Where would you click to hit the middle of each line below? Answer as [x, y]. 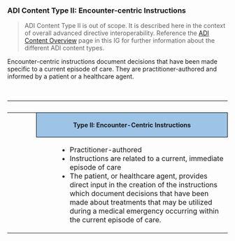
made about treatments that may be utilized [141, 202]
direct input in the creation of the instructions [144, 185]
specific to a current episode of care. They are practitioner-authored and [112, 69]
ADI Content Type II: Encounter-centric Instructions [97, 11]
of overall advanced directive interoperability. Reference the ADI [117, 33]
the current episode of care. [115, 220]
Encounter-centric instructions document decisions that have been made [113, 62]
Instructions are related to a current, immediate [147, 158]
